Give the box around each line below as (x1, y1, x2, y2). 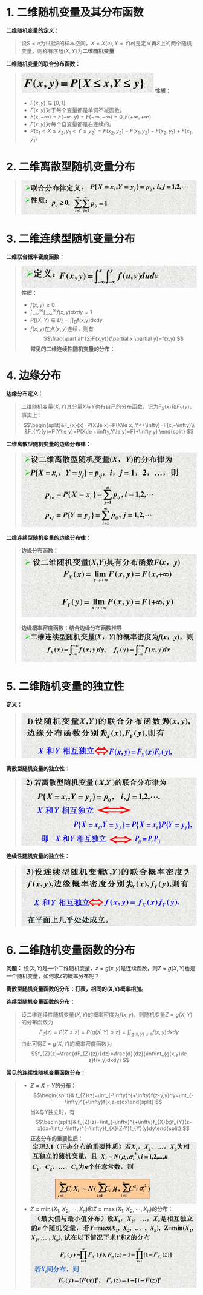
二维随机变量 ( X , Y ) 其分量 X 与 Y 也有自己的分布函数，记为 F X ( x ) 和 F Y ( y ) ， (21, 403, 195, 411)
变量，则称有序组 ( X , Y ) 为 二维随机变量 (21, 47, 115, 55)
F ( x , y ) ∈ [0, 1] (30, 99, 66, 106)
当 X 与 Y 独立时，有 (30, 1108, 75, 1115)
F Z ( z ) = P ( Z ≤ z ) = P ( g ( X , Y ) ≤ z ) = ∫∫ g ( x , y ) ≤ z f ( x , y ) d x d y (39, 1028, 179, 1037)
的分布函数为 (21, 1018, 53, 1026)
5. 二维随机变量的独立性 (6, 680, 124, 693)
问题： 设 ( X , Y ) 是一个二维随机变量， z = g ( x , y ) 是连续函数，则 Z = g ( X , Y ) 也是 (6, 964, 196, 972)
